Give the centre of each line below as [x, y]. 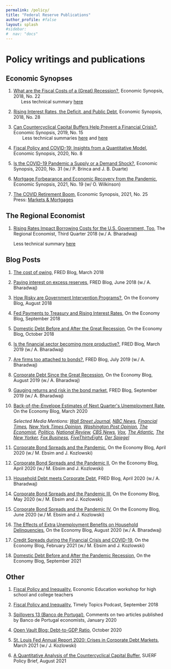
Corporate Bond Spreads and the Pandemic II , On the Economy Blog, [86, 463]
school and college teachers [43, 595]
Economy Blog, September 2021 [47, 560]
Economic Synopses [39, 78]
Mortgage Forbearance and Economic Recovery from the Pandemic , [85, 179]
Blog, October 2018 [34, 334]
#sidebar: [16, 29]
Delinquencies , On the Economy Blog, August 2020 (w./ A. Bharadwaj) [87, 530]
